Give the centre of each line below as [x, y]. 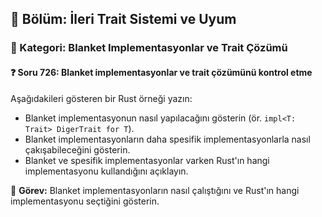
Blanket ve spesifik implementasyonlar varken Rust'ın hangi [147, 160]
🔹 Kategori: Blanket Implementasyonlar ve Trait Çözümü [149, 48]
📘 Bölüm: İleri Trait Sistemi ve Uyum [123, 19]
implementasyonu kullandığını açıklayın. [106, 171]
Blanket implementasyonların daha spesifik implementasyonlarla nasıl [167, 139]
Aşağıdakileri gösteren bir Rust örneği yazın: [101, 98]
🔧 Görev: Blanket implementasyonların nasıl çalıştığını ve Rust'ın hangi [155, 190]
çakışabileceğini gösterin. [77, 149]
